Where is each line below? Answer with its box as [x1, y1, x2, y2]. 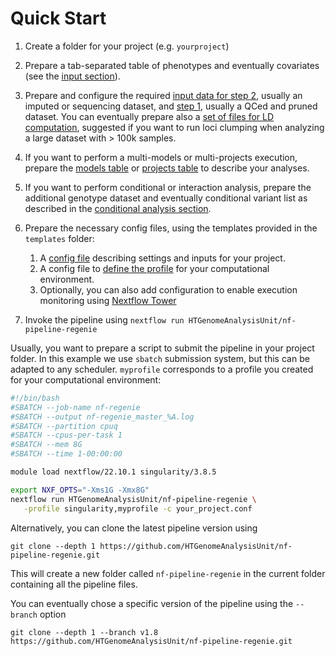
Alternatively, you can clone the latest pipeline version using [10, 522, 258, 534]
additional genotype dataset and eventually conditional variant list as [24, 192, 308, 204]
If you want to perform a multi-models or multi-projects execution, [24, 151, 298, 163]
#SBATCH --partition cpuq [10, 421, 118, 431]
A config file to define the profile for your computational [39, 262, 270, 274]
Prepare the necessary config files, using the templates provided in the [24, 222, 318, 234]
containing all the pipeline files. [10, 578, 138, 590]
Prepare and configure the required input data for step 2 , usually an [24, 89, 303, 101]
